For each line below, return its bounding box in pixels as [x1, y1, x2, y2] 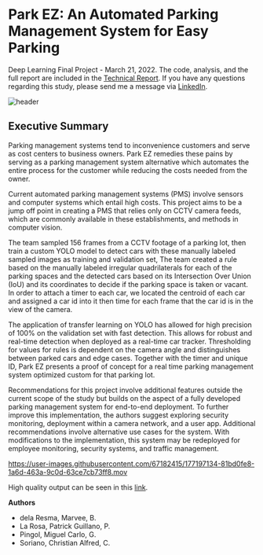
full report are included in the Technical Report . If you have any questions [8, 73, 246, 83]
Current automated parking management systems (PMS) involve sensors [8, 189, 243, 198]
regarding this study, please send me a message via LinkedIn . [8, 81, 208, 91]
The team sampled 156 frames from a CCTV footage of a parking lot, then [8, 237, 247, 247]
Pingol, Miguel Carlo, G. [19, 529, 97, 539]
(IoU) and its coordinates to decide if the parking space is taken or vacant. [8, 279, 249, 289]
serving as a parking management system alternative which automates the [8, 157, 250, 167]
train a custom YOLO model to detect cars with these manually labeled [8, 246, 236, 255]
